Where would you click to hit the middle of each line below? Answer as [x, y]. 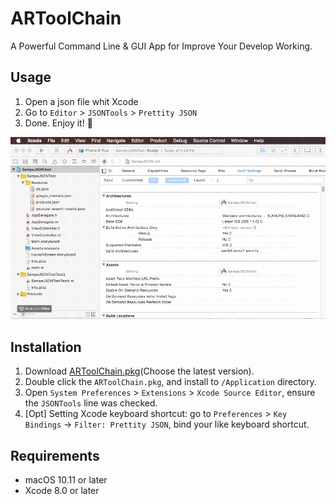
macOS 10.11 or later [66, 480]
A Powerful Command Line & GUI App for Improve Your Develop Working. [161, 46]
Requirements [55, 455]
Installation [46, 347]
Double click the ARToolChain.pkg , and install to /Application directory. [170, 382]
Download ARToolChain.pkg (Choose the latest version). [139, 371]
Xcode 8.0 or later [62, 491]
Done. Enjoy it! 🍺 [58, 123]
